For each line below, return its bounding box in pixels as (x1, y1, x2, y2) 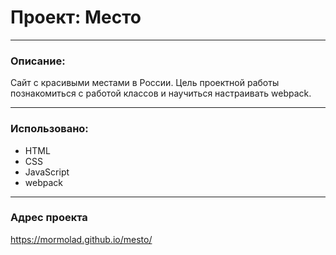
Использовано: (10, 122, 89, 136)
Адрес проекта (10, 211, 88, 225)
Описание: (10, 54, 66, 68)
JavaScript (24, 166, 70, 178)
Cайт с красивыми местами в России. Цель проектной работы (10, 77, 280, 89)
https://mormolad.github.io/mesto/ (10, 233, 153, 245)
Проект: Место (10, 6, 142, 29)
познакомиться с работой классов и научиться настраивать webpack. (10, 87, 312, 100)
